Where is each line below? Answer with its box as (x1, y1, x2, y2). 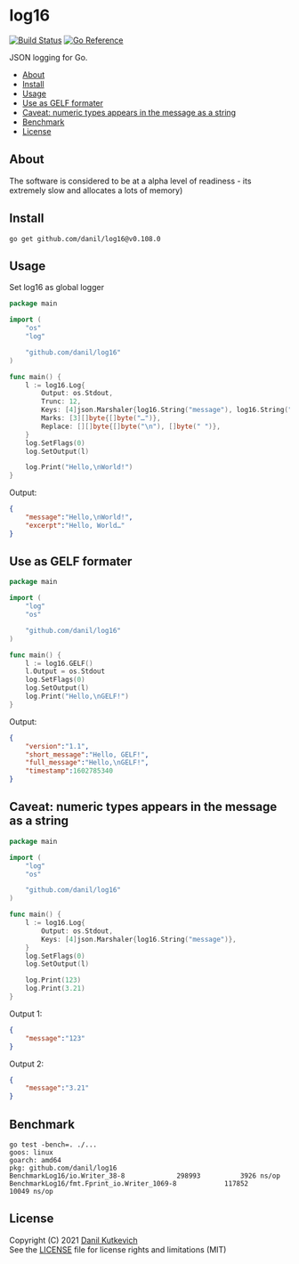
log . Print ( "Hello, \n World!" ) (25, 463, 133, 472)
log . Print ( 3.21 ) (25, 984, 86, 993)
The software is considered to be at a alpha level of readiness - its (9, 175, 252, 186)
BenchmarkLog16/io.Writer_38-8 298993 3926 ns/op (9, 1171, 280, 1180)
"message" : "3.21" (25, 1083, 90, 1093)
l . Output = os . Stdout (25, 667, 105, 677)
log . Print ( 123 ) (25, 976, 82, 984)
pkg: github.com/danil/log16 (9, 1163, 117, 1172)
